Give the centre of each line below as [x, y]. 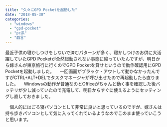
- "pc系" [18, 33]
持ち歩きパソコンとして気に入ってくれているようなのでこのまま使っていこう [83, 113]
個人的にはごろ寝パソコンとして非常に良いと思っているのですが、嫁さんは [85, 107]
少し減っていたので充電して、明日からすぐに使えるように [81, 90]
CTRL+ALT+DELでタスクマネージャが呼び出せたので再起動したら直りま [86, 77]
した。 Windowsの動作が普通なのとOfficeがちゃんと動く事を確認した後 [81, 83]
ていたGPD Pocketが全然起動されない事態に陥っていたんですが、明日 [85, 58]
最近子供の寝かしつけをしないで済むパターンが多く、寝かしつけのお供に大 [81, 52]
